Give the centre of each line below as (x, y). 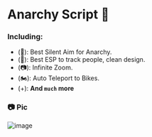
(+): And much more (46, 89)
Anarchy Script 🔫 (59, 15)
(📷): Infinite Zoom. (45, 67)
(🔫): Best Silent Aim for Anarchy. (65, 52)
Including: (25, 37)
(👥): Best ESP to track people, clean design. (81, 60)
